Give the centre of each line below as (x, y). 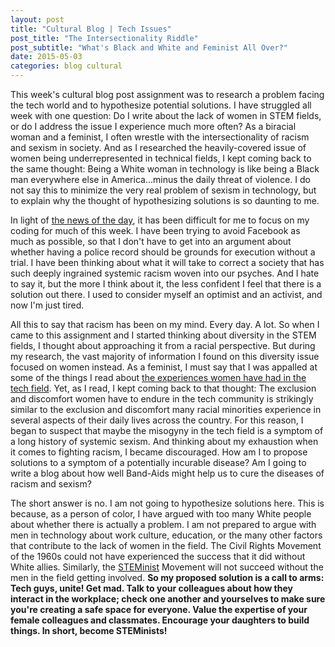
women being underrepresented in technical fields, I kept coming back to (161, 158)
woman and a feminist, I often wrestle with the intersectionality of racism (160, 137)
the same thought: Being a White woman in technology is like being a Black (165, 169)
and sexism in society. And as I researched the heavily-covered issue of (158, 147)
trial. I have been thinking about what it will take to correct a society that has (167, 262)
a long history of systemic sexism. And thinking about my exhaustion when (164, 441)
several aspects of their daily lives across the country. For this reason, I (157, 420)
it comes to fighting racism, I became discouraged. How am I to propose (159, 452)
